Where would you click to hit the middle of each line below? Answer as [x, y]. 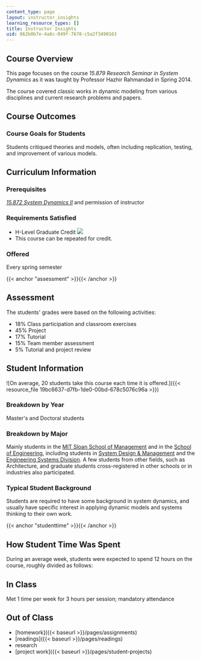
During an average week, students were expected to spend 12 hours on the [99, 559]
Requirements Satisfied [41, 218]
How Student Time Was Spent [63, 544]
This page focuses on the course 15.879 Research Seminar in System [92, 73]
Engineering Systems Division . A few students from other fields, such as [96, 460]
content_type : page [31, 12]
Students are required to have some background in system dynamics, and [98, 501]
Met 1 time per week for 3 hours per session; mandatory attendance [90, 599]
